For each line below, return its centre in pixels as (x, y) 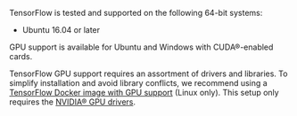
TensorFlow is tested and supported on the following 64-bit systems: (136, 13)
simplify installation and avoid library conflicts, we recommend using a (138, 83)
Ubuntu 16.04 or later (61, 30)
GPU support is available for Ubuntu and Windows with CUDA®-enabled (141, 47)
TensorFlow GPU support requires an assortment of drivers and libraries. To (148, 73)
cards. (21, 56)
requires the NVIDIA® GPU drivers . (73, 102)
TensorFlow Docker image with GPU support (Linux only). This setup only (144, 93)
